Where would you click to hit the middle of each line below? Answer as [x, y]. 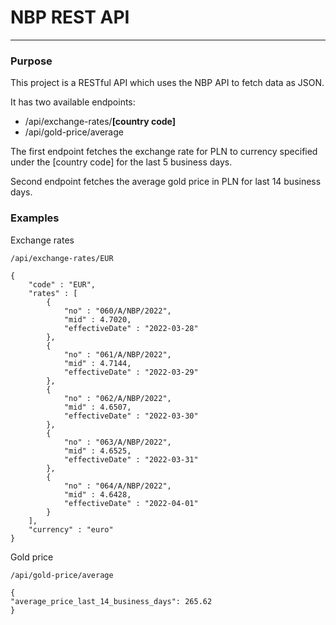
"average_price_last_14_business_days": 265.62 [111, 601]
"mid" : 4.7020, [97, 319]
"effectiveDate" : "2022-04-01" [131, 503]
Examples [35, 218]
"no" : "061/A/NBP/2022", [117, 354]
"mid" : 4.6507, [97, 407]
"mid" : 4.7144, [97, 363]
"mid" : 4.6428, [97, 494]
